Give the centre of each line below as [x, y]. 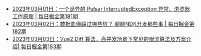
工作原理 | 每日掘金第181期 [45, 16]
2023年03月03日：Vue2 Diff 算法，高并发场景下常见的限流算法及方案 [99, 39]
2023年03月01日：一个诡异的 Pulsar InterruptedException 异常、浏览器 [101, 9]
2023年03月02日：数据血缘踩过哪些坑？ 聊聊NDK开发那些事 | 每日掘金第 [103, 24]
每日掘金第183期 [41, 46]
